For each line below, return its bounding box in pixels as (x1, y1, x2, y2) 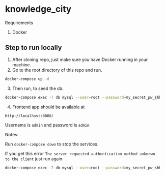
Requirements (5, 20, 33, 26)
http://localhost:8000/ (5, 113, 54, 118)
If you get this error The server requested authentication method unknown (5, 151, 156, 157)
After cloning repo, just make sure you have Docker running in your (12, 57, 148, 62)
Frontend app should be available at (12, 104, 85, 110)
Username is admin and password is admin (5, 122, 90, 128)
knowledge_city (5, 3, 72, 15)
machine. (12, 61, 31, 67)
